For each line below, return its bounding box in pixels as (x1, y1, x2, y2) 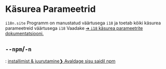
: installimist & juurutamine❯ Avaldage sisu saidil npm (5, 58, 116, 64)
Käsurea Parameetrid (5, 3, 96, 15)
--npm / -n (5, 45, 32, 53)
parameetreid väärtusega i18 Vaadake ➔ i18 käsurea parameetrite (5, 25, 143, 31)
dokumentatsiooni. (5, 30, 44, 36)
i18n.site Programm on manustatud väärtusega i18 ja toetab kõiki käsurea (5, 20, 161, 26)
